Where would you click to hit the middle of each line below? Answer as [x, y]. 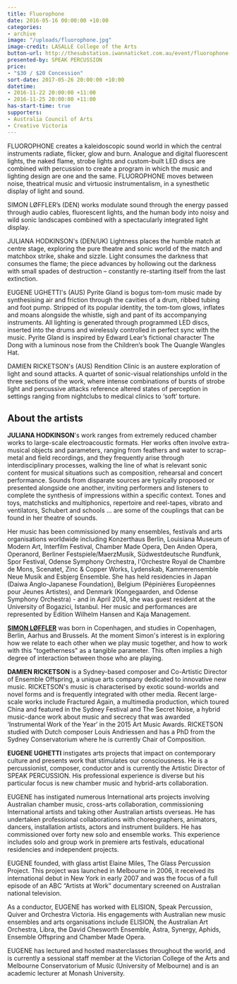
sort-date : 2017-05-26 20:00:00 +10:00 [66, 80]
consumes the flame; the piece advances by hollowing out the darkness [112, 263]
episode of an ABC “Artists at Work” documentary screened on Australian [114, 886]
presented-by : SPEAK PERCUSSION [55, 60]
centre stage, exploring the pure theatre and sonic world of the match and [115, 248]
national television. [35, 893]
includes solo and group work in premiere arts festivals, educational [106, 842]
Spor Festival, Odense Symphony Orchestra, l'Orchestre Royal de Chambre [116, 562]
